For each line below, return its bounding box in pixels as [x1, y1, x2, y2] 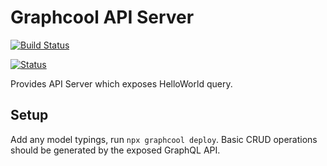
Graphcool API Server [10, 6, 195, 29]
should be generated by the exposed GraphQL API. [10, 144, 221, 156]
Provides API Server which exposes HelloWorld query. [10, 77, 233, 90]
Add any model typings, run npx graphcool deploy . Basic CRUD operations [10, 133, 318, 145]
